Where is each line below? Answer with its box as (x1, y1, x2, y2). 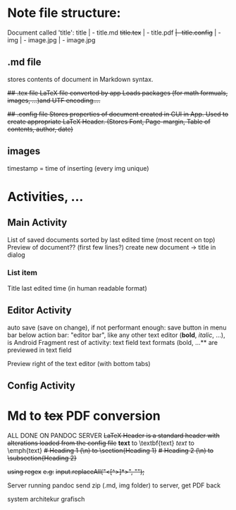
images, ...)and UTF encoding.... (7, 96, 101, 104)
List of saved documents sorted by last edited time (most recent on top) (7, 235, 216, 244)
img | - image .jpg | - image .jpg (7, 35, 96, 44)
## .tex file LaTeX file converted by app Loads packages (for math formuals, (7, 88, 228, 97)
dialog (7, 250, 26, 259)
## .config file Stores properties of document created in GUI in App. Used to (7, 109, 229, 118)
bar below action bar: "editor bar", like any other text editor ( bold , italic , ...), (7, 330, 225, 339)
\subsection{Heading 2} (7, 454, 77, 462)
